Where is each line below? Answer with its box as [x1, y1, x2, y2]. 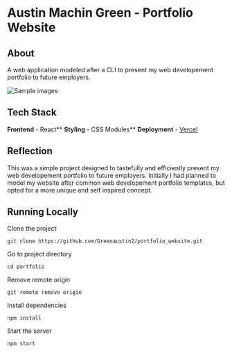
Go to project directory [7, 250, 72, 258]
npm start [7, 340, 36, 347]
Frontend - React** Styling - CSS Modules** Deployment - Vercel [7, 125, 198, 133]
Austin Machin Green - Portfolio [7, 5, 194, 21]
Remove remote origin [7, 276, 71, 284]
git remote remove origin [7, 289, 82, 296]
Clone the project [7, 224, 57, 233]
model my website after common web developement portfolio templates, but [7, 179, 225, 187]
